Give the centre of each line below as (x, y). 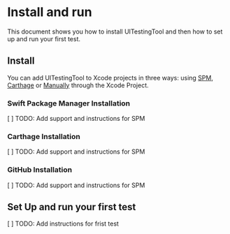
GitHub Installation (39, 170)
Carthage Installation (44, 136)
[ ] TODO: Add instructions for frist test (63, 224)
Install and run (50, 12)
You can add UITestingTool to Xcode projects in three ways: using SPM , (110, 78)
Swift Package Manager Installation (69, 103)
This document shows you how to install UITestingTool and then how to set (115, 31)
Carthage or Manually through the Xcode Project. (78, 85)
